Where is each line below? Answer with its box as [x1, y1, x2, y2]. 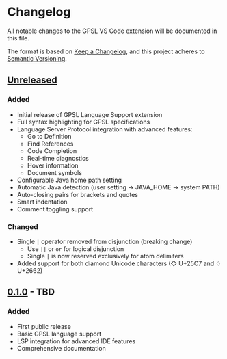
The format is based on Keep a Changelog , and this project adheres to [7, 47, 205, 55]
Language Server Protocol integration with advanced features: [16, 124, 193, 133]
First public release [16, 322, 72, 330]
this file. [7, 34, 29, 42]
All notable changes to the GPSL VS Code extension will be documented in [7, 27, 217, 35]
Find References [27, 139, 74, 148]
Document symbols [27, 168, 82, 176]
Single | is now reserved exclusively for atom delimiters [27, 252, 184, 260]
